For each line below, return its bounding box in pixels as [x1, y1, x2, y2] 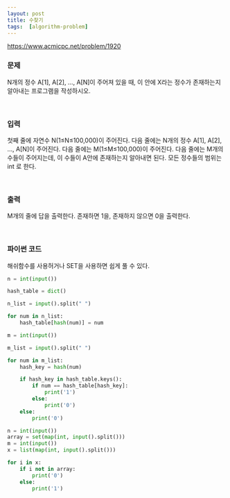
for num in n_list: [7, 313, 64, 320]
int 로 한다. [7, 162, 37, 170]
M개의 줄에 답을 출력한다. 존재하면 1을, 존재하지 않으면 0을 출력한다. [7, 212, 191, 220]
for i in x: [7, 459, 42, 466]
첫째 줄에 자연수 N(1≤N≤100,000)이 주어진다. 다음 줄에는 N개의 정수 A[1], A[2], [7, 136, 222, 144]
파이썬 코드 [7, 244, 42, 254]
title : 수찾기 [7, 17, 44, 24]
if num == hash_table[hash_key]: [32, 383, 129, 390]
